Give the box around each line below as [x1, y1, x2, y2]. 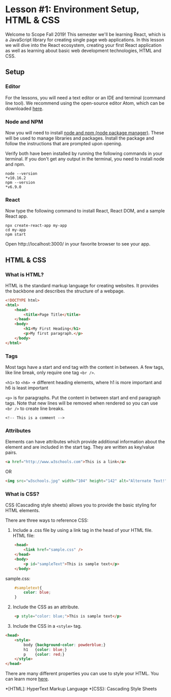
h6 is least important [5, 385, 48, 391]
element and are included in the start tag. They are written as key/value [5, 444, 155, 450]
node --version [5, 171, 38, 176]
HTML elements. [5, 507, 40, 514]
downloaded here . [5, 105, 44, 112]
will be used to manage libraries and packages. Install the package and [5, 135, 154, 141]
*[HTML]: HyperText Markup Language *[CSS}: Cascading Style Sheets [5, 686, 157, 692]
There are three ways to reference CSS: [5, 517, 89, 523]
